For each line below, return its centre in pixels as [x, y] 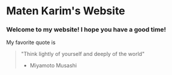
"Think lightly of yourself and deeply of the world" [83, 54]
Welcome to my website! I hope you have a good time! [86, 30]
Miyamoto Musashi [53, 65]
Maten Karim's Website [66, 11]
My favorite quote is [31, 42]
